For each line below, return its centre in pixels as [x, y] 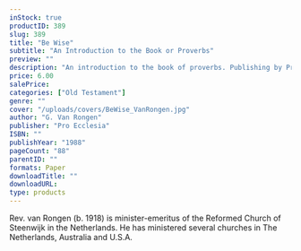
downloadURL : [34, 185]
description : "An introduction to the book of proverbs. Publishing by [146, 68]
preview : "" [31, 59]
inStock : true [36, 17]
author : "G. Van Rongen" [56, 117]
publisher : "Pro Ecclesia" [60, 126]
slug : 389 [28, 34]
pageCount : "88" [39, 151]
